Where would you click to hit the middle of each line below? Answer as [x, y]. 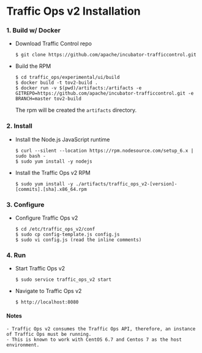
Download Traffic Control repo [53, 43]
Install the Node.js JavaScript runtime [62, 139]
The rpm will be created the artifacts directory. [76, 110]
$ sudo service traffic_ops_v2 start [63, 280]
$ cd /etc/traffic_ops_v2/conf [55, 229]
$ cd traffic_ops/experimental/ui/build [67, 78]
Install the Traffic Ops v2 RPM [53, 173]
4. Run [16, 255]
